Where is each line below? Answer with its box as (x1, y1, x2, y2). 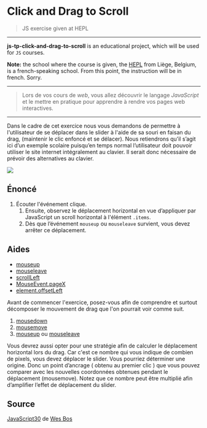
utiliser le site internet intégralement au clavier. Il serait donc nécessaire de (7, 148, 197, 155)
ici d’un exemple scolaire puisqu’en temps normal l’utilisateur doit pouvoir (7, 141, 192, 149)
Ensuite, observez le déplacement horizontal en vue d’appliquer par (25, 207, 196, 214)
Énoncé (7, 184, 37, 195)
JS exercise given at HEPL (21, 25, 88, 32)
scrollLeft (15, 273, 40, 281)
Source (7, 399, 36, 409)
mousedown (15, 317, 48, 324)
